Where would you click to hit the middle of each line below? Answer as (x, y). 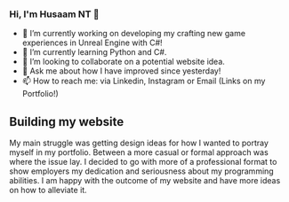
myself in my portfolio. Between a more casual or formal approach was (139, 152)
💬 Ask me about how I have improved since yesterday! (121, 71)
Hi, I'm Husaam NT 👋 (54, 14)
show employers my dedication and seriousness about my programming (141, 171)
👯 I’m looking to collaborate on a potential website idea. (123, 62)
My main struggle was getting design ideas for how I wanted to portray (139, 143)
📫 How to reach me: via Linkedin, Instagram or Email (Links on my (144, 81)
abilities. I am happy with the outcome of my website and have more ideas (145, 181)
